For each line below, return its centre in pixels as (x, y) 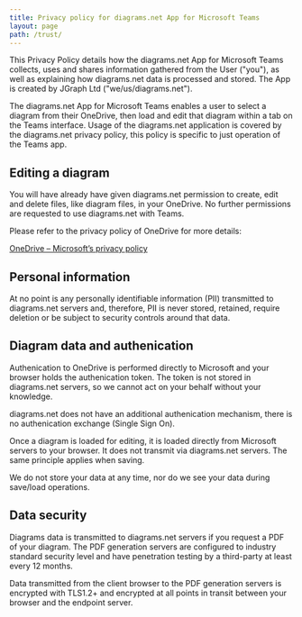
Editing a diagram (59, 172)
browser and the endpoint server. (71, 602)
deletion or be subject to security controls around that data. (120, 318)
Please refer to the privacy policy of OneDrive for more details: (125, 231)
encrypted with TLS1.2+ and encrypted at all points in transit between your (148, 593)
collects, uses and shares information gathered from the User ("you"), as (144, 69)
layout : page (34, 26)
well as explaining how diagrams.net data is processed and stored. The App (150, 79)
